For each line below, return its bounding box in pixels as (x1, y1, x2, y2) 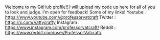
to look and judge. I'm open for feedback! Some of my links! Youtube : (5, 9, 146, 15)
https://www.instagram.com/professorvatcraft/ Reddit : (5, 25, 116, 30)
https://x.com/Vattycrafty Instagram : (5, 19, 80, 25)
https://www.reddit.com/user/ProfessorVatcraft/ (5, 30, 102, 35)
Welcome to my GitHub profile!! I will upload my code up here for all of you (5, 4, 156, 10)
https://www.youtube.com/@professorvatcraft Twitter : (5, 14, 116, 20)
